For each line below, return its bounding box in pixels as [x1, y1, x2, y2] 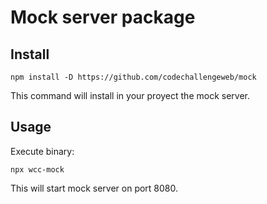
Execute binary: [10, 145, 75, 157]
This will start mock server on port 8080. [10, 182, 179, 194]
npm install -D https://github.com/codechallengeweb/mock [10, 72, 257, 82]
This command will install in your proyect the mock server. [10, 90, 250, 101]
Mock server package [10, 6, 196, 29]
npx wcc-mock [10, 164, 65, 175]
